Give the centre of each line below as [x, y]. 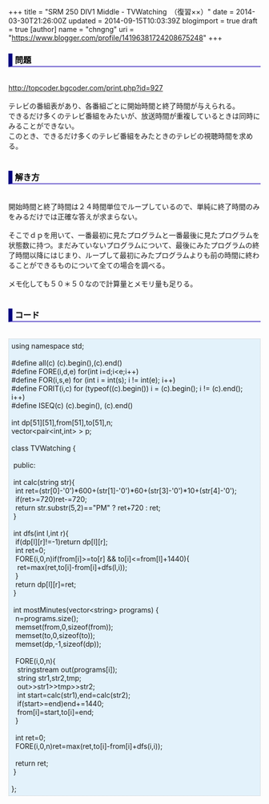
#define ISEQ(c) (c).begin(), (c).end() [72, 405]
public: [24, 465]
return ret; [32, 763]
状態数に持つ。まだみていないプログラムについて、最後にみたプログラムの [130, 245]
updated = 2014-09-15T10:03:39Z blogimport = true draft [163, 21]
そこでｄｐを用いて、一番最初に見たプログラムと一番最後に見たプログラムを [134, 235]
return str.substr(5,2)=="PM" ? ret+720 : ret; [88, 507]
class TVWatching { [44, 448]
